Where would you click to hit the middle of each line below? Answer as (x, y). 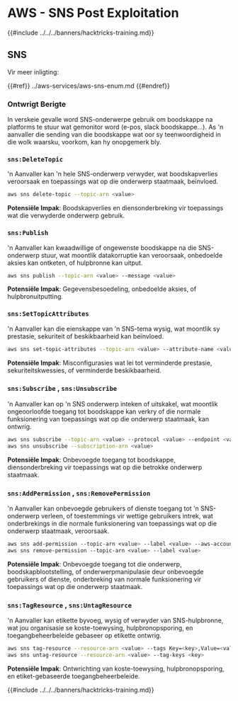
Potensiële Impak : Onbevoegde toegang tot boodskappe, (91, 460)
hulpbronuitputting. (35, 297)
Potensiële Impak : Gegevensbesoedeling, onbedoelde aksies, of (102, 289)
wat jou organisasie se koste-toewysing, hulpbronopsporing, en (100, 627)
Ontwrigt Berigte (37, 104)
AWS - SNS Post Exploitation (93, 13)
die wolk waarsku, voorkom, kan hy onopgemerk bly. (84, 142)
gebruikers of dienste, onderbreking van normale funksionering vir (104, 579)
